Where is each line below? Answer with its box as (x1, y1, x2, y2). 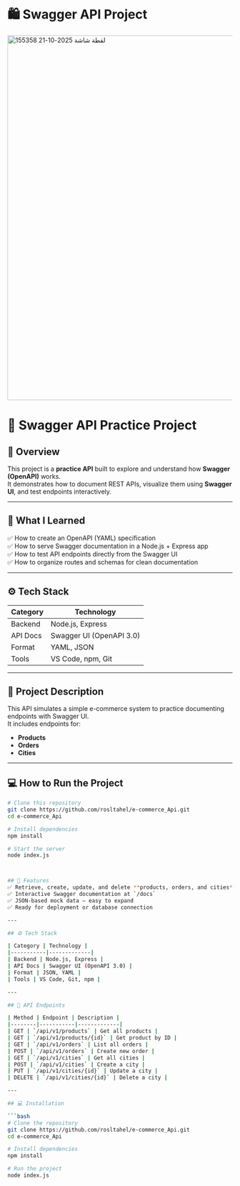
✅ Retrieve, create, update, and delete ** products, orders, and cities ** (7, 884, 236, 891)
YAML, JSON (50, 642, 94, 652)
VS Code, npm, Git (50, 654, 113, 664)
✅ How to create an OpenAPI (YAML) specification (7, 534, 156, 542)
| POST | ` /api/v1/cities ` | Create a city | (7, 1061, 145, 1068)
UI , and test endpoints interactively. (7, 487, 112, 496)
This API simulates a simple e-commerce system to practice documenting (7, 704, 225, 713)
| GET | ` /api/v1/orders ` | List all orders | (7, 1041, 149, 1048)
